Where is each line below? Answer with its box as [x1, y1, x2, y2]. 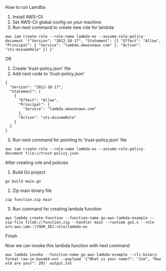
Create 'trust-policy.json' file [12, 66, 71, 71]
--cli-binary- [129, 252, 159, 257]
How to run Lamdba [5, 4, 46, 10]
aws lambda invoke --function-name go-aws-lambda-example [5, 252, 128, 257]
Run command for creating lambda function [12, 206, 102, 212]
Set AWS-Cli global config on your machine [12, 19, 101, 25]
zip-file [5, 220, 23, 225]
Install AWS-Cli [12, 14, 43, 19]
